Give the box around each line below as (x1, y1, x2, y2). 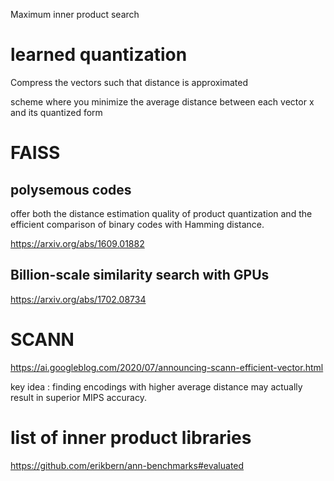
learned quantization (10, 44, 188, 66)
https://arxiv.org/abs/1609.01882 (10, 237, 145, 249)
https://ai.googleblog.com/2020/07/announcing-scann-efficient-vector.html (10, 361, 324, 373)
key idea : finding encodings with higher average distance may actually (10, 380, 303, 393)
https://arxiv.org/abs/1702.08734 (10, 293, 147, 305)
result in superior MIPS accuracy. (10, 391, 147, 403)
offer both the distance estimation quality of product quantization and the (10, 207, 313, 219)
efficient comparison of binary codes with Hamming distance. (10, 218, 265, 230)
